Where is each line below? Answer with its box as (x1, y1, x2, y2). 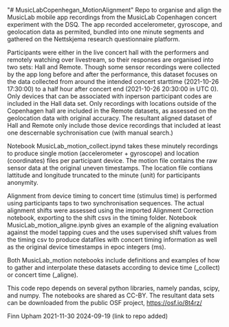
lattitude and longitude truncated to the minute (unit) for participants (7, 171, 201, 179)
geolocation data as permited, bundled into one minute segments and (7, 27, 204, 36)
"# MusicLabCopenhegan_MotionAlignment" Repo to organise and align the (7, 6, 222, 14)
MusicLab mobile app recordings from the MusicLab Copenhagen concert (7, 13, 217, 21)
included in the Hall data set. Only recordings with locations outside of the (7, 100, 217, 107)
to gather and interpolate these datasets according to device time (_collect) (7, 264, 220, 271)
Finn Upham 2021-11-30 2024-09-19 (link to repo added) (7, 312, 168, 320)
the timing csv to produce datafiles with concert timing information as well (7, 236, 217, 243)
